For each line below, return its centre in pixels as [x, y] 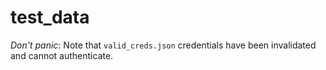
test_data [50, 17]
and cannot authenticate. [62, 55]
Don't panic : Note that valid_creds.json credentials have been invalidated [163, 45]
